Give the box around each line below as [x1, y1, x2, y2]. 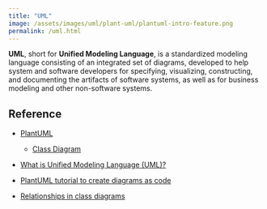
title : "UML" [8, 11, 53, 20]
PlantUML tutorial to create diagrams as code [19, 176, 172, 186]
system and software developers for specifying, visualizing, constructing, [8, 66, 253, 76]
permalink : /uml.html [8, 27, 82, 35]
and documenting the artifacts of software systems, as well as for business [8, 75, 259, 85]
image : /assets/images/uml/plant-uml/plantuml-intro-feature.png [8, 19, 233, 28]
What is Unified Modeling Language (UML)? [19, 160, 167, 170]
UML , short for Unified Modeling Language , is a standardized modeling [8, 49, 248, 59]
